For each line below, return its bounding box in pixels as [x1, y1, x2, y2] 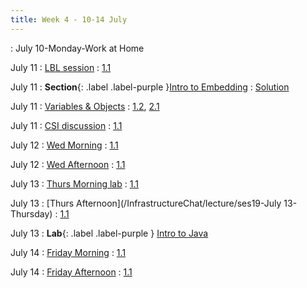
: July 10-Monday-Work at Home [10, 42, 145, 54]
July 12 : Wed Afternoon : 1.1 [10, 158, 126, 170]
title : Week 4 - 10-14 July [10, 14, 128, 25]
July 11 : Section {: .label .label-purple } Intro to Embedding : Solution [10, 81, 290, 93]
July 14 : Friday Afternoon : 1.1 [10, 266, 133, 278]
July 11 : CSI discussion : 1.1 [10, 119, 123, 131]
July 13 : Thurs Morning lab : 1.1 [10, 177, 139, 190]
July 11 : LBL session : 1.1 [10, 61, 112, 73]
